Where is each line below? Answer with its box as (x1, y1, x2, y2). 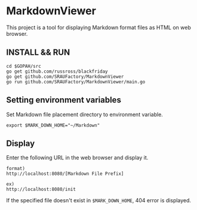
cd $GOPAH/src (6, 63, 42, 69)
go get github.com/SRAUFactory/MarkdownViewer (6, 73, 124, 80)
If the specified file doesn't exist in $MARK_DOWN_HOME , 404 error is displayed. (6, 197, 192, 204)
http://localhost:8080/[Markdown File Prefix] (6, 171, 124, 177)
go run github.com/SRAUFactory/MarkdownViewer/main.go (6, 79, 146, 84)
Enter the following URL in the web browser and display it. (6, 154, 149, 161)
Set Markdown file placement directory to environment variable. (6, 111, 163, 118)
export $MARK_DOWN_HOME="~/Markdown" (6, 122, 100, 128)
